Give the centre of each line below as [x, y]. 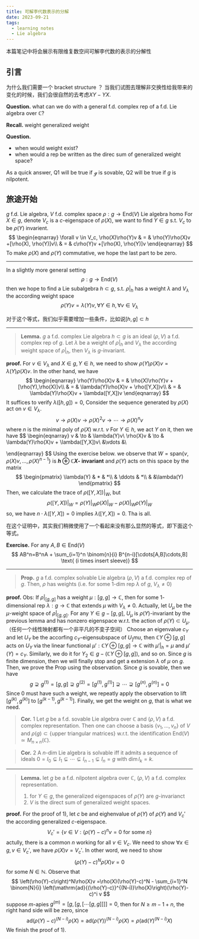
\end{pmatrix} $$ [99, 483]
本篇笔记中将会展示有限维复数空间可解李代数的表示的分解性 [79, 52]
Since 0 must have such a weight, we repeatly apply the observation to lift [96, 693]
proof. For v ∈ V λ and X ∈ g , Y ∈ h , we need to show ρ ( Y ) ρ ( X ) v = [87, 364]
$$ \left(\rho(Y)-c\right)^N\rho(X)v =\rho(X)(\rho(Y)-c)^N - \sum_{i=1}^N [99, 881]
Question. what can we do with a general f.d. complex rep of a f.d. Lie [92, 106]
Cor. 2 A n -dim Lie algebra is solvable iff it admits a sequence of [99, 753]
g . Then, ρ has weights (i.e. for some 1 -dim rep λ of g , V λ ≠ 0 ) [96, 585]
